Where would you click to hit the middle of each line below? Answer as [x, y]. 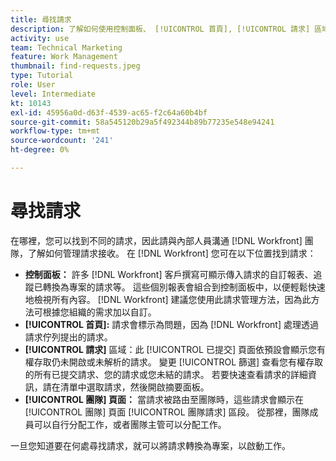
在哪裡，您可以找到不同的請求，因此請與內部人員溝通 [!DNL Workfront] [156, 240]
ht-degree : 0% [40, 150]
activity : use [40, 38]
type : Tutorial [42, 76]
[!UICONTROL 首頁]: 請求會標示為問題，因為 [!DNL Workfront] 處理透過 [171, 324]
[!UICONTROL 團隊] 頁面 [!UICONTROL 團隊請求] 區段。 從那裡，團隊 [167, 412]
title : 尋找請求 [41, 19]
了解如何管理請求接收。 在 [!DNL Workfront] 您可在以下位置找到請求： [172, 253]
